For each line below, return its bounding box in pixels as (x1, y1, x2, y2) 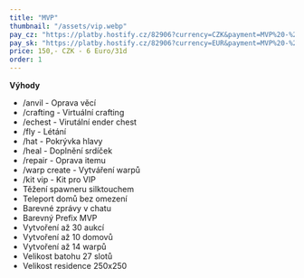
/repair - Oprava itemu (22, 155, 106, 165)
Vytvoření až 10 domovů (22, 232, 113, 242)
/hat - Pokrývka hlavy (22, 136, 103, 146)
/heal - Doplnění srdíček (22, 145, 113, 156)
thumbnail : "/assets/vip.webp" (9, 22, 128, 31)
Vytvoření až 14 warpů (22, 241, 107, 252)
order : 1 (9, 55, 43, 64)
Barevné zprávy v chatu (22, 203, 111, 213)
